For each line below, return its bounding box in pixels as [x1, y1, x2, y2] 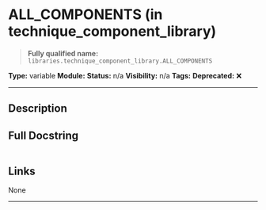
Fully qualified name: [27, 48, 99, 58]
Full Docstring [8, 128, 79, 142]
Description [8, 101, 67, 116]
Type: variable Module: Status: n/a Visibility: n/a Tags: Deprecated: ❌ [8, 71, 242, 80]
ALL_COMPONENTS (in [8, 6, 163, 24]
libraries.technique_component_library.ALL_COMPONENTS [27, 57, 213, 65]
